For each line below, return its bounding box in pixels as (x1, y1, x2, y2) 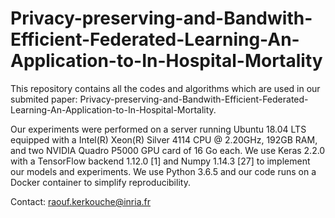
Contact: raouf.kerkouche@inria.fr (10, 195, 152, 207)
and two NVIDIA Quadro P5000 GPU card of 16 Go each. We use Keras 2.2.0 (10, 144, 326, 156)
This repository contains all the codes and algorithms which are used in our (10, 82, 321, 94)
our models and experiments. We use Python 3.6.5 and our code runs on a (10, 165, 317, 177)
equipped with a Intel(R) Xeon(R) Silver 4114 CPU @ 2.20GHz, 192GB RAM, (10, 133, 318, 146)
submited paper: (10, 93, 78, 105)
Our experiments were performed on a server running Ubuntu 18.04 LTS (10, 123, 307, 135)
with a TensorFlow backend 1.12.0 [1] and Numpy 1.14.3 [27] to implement (10, 155, 311, 167)
